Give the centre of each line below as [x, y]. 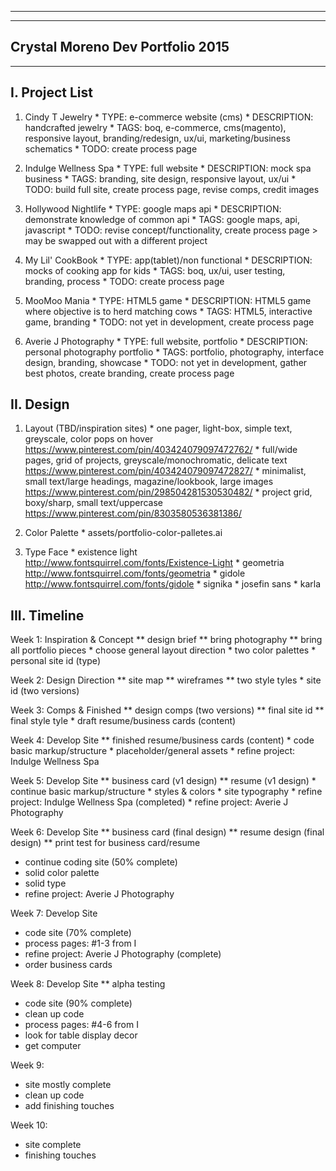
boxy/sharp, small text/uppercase [94, 503]
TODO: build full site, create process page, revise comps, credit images [172, 189]
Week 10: [29, 1125]
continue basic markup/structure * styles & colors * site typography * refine [166, 792]
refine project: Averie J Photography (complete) [123, 954]
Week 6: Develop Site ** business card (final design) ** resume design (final [167, 832]
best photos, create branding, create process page [129, 373]
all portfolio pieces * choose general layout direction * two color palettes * [163, 650]
